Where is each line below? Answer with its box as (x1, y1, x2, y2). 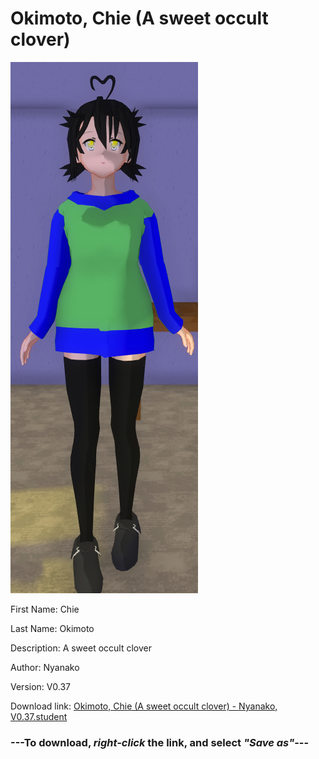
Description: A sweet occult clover (10, 642, 152, 654)
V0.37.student (10, 710, 68, 722)
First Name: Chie (10, 603, 80, 615)
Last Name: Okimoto (10, 622, 95, 634)
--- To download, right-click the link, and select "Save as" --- (10, 735, 310, 749)
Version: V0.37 (10, 680, 72, 692)
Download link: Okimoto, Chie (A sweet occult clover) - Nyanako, (10, 700, 278, 712)
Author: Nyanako (10, 661, 80, 673)
